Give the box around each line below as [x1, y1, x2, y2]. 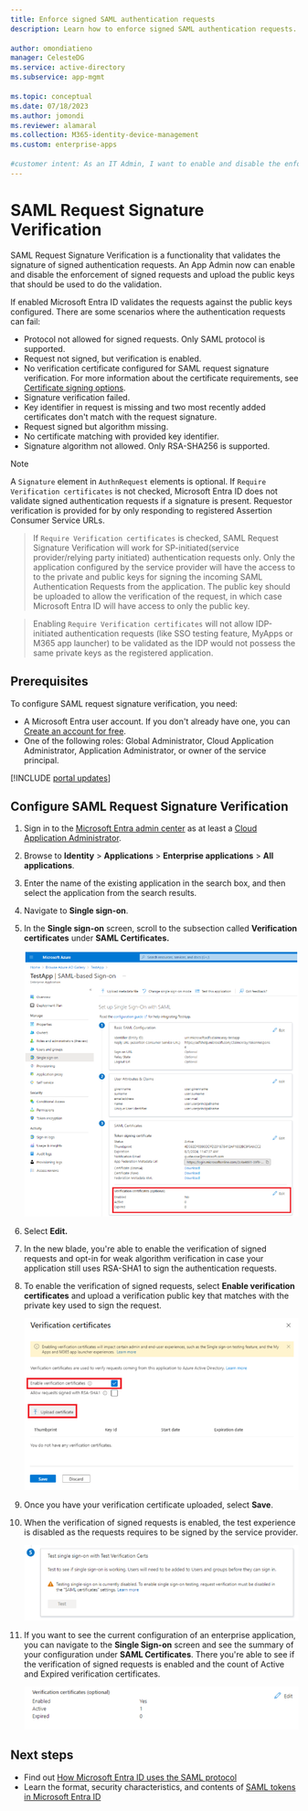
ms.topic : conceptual [10, 91, 93, 101]
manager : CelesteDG [10, 53, 85, 63]
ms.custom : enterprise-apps [10, 140, 118, 150]
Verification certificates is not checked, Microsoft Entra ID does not [10, 485, 278, 496]
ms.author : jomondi [10, 111, 85, 121]
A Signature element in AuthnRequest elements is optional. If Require [10, 475, 267, 486]
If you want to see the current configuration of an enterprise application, [23, 1630, 296, 1641]
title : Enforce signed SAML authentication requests [10, 15, 216, 24]
